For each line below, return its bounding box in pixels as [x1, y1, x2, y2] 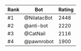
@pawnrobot [24, 38, 54, 45]
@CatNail [24, 30, 46, 37]
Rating [58, 6, 74, 13]
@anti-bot [24, 22, 48, 29]
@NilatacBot [24, 15, 52, 21]
